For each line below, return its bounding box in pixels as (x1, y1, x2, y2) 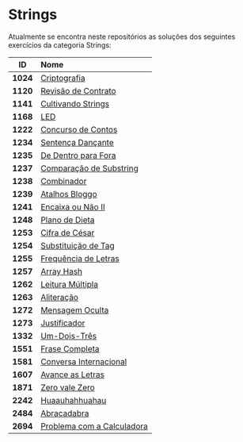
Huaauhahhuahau (40, 394, 107, 405)
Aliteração (40, 291, 79, 302)
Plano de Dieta (40, 214, 95, 225)
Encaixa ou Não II (40, 201, 105, 212)
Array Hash (40, 266, 83, 277)
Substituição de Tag (40, 240, 115, 251)
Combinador (40, 175, 87, 186)
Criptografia (40, 72, 85, 83)
